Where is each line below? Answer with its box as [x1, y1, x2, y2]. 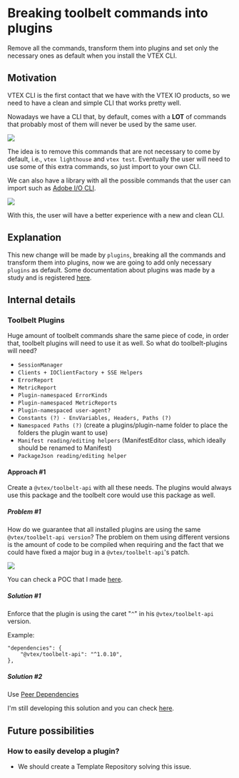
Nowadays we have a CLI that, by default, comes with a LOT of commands [7, 112, 227, 121]
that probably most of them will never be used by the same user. [7, 120, 197, 128]
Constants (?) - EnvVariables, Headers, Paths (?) [17, 415, 172, 422]
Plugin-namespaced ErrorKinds [17, 392, 108, 399]
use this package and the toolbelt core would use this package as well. [7, 491, 216, 500]
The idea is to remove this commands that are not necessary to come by [7, 147, 220, 155]
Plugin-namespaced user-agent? [17, 407, 111, 414]
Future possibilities [7, 725, 95, 737]
